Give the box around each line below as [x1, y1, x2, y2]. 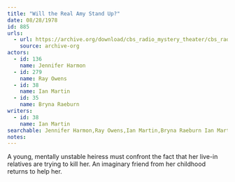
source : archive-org [20, 43, 80, 50]
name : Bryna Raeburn [20, 101, 80, 108]
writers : [7, 107, 33, 114]
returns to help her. [7, 167, 63, 176]
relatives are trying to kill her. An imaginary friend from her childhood [7, 160, 206, 168]
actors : [7, 50, 30, 56]
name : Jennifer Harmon [20, 62, 86, 69]
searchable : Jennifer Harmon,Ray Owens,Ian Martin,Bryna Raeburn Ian [7, 127, 215, 134]
